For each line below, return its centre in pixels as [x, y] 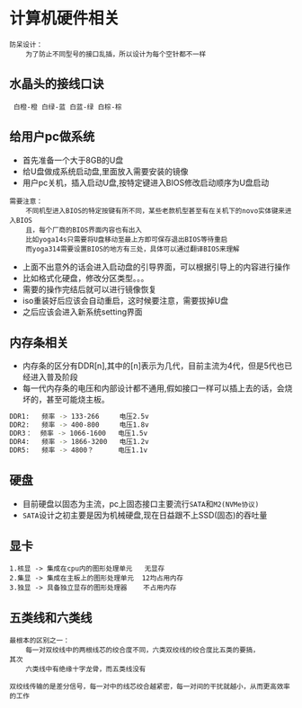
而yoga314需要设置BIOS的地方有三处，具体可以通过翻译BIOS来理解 [133, 249]
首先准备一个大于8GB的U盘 [73, 160]
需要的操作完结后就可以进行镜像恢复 [89, 289]
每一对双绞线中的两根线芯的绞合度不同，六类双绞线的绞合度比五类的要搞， [142, 650]
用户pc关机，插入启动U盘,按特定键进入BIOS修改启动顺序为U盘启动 [146, 182]
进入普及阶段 [54, 377]
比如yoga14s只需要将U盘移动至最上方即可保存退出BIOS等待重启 [127, 239]
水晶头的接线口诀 [57, 84]
